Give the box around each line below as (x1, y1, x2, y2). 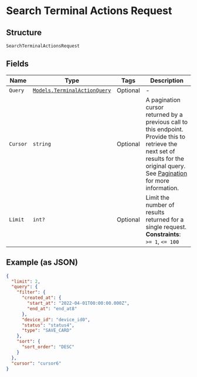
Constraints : (145, 230, 181, 238)
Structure (6, 28, 42, 38)
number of (145, 201, 175, 209)
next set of (145, 147, 175, 155)
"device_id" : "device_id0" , (21, 317, 91, 322)
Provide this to (145, 132, 186, 140)
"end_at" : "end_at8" (27, 305, 77, 312)
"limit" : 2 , (11, 278, 41, 284)
